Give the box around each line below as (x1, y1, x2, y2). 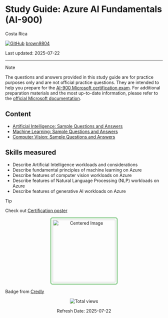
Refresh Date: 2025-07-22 (56, 307, 111, 313)
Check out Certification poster (5, 207, 67, 213)
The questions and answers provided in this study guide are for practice (5, 74, 154, 80)
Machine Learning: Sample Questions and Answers (12, 128, 118, 134)
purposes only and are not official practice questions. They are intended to (5, 79, 159, 85)
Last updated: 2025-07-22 (5, 50, 60, 56)
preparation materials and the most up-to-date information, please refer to (5, 90, 158, 96)
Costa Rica (5, 30, 27, 36)
